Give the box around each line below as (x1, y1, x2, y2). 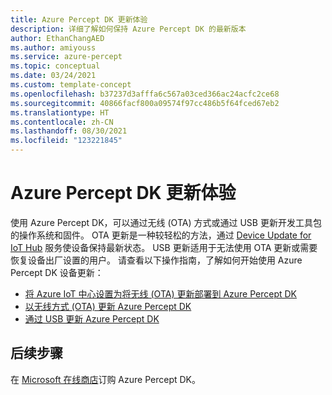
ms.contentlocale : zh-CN (10, 117, 114, 127)
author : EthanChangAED (10, 33, 105, 43)
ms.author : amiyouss (10, 42, 97, 53)
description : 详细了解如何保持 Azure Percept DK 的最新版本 (10, 24, 247, 34)
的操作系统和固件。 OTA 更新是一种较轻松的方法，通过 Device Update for (10, 229, 312, 241)
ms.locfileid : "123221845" (10, 136, 123, 146)
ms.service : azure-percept (10, 52, 123, 62)
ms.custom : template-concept (10, 80, 132, 90)
